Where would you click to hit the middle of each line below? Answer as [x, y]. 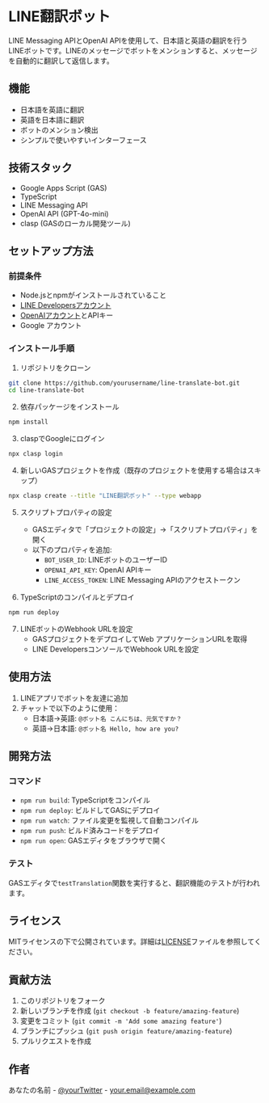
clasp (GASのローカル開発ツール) [75, 223]
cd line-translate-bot [46, 390]
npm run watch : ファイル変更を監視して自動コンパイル [109, 820]
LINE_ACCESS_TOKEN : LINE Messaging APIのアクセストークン [142, 579]
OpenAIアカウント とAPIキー [67, 315]
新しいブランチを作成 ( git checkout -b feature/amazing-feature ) [130, 1011]
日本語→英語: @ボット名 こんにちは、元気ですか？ [107, 718]
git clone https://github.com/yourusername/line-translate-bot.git [124, 383]
